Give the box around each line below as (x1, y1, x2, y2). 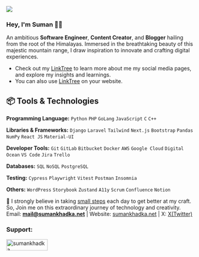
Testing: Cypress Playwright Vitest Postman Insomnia (6, 175, 137, 182)
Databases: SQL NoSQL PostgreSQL (6, 163, 89, 170)
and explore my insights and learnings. (14, 71, 111, 78)
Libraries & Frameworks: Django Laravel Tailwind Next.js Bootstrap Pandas (6, 126, 194, 134)
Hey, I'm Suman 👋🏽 (6, 20, 63, 28)
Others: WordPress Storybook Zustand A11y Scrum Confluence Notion (6, 186, 171, 193)
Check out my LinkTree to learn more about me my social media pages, (14, 65, 192, 72)
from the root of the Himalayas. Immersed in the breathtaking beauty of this (6, 40, 194, 48)
